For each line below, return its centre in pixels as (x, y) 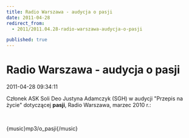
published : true (27, 40)
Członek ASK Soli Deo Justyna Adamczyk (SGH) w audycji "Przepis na (95, 98)
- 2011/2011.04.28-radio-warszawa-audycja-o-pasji (77, 29)
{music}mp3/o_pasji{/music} (42, 129)
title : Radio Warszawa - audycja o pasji (60, 12)
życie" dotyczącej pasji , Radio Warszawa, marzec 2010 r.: (79, 105)
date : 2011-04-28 (28, 18)
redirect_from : (26, 23)
